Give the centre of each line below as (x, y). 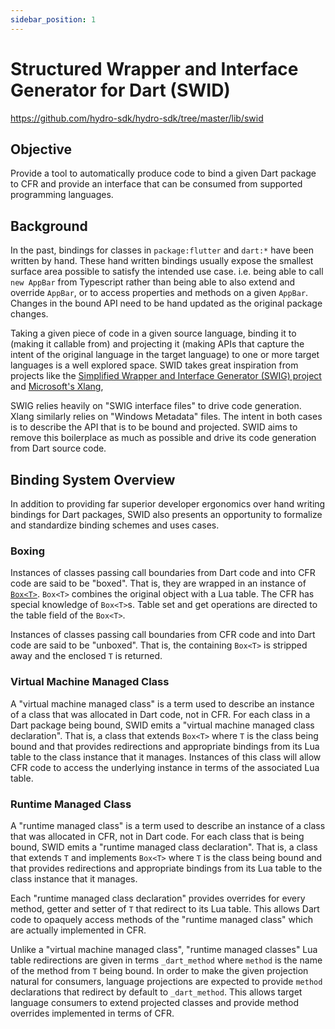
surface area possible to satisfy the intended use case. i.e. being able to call (167, 272)
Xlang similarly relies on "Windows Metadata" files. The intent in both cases (166, 417)
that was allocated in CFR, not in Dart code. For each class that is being (157, 836)
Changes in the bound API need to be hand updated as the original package (166, 303)
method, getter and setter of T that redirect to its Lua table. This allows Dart (165, 908)
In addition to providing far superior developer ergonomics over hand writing (168, 504)
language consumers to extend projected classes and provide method (154, 1002)
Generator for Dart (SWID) (120, 90)
